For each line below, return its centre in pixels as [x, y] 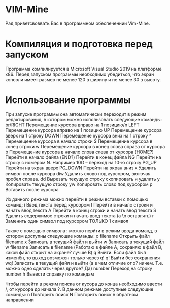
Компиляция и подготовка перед [79, 44]
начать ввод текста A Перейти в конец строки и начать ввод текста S [81, 210]
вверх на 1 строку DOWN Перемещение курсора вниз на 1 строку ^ [78, 135]
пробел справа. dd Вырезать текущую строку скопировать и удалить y [82, 179]
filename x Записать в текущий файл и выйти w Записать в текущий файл [85, 242]
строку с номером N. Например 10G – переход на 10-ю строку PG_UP [81, 162]
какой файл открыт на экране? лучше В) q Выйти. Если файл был [76, 252]
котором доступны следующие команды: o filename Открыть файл [78, 236]
